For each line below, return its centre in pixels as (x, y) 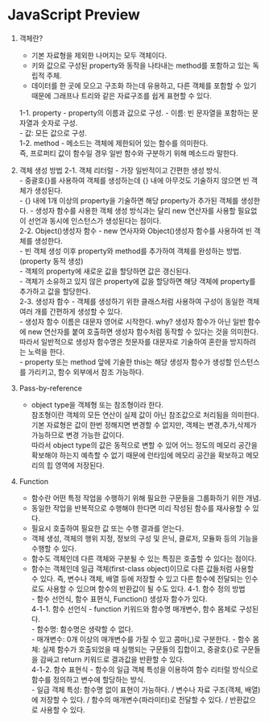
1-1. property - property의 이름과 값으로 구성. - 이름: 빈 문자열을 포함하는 (134, 113)
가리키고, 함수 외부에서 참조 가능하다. (86, 372)
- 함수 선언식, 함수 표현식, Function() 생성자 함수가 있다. (119, 599)
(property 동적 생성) (51, 261)
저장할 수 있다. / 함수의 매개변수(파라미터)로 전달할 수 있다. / (134, 699)
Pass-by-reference (50, 388)
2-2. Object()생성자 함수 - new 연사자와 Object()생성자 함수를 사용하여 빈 (136, 231)
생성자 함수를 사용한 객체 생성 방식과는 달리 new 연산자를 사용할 (135, 211)
